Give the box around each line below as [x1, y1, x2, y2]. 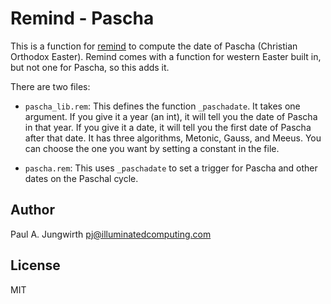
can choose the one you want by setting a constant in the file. [24, 142, 280, 154]
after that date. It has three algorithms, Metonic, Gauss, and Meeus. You [24, 132, 322, 144]
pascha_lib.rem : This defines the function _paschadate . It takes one [24, 100, 301, 112]
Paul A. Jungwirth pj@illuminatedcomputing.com [10, 228, 212, 240]
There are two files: [10, 80, 91, 92]
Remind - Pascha [10, 7, 155, 30]
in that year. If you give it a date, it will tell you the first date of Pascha [24, 121, 312, 133]
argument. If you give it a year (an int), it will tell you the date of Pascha [24, 110, 318, 122]
